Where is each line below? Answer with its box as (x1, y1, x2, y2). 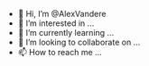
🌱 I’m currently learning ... (17, 28, 115, 37)
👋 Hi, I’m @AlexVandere (17, 9, 107, 19)
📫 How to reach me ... (17, 47, 102, 57)
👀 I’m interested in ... (17, 18, 95, 29)
